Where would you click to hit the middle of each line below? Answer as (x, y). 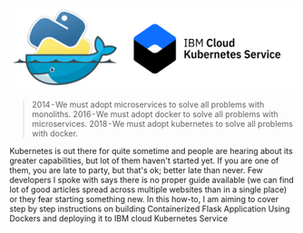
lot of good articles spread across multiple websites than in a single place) (148, 189)
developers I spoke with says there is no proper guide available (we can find (152, 180)
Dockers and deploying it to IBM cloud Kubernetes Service (119, 218)
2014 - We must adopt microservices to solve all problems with (148, 105)
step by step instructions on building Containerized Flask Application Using (150, 209)
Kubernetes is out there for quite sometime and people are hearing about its (151, 151)
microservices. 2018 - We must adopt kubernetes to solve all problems (162, 124)
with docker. (55, 133)
